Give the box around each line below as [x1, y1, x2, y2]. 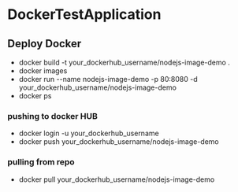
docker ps [18, 91, 52, 100]
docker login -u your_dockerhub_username [18, 128, 159, 138]
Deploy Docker [7, 37, 82, 50]
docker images [18, 66, 68, 76]
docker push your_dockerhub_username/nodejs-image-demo [18, 137, 220, 146]
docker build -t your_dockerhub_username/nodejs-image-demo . [18, 57, 230, 67]
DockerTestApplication [7, 6, 162, 24]
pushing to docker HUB [7, 110, 98, 121]
